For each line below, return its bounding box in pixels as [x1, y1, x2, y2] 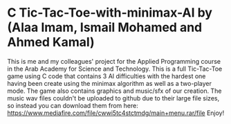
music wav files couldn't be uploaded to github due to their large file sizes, [7, 94, 220, 102]
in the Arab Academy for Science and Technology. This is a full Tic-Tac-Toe [7, 64, 223, 73]
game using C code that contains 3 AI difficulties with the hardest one [7, 71, 206, 80]
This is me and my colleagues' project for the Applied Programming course [7, 57, 221, 65]
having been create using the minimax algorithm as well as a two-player [7, 79, 212, 87]
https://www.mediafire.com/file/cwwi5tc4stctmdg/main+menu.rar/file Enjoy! [7, 109, 225, 117]
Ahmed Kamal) [7, 35, 95, 50]
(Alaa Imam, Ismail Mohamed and [7, 19, 203, 35]
